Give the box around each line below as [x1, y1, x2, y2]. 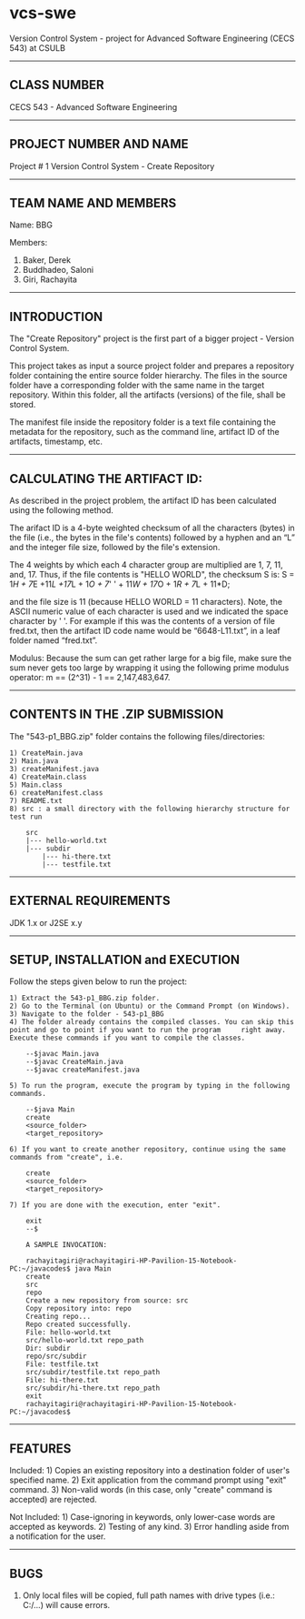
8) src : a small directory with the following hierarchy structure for [9, 804, 290, 813]
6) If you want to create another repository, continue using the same [9, 1145, 286, 1154]
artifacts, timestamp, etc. [9, 436, 103, 447]
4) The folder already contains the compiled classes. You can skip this [9, 1018, 295, 1027]
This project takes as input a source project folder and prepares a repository [9, 360, 295, 371]
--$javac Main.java [25, 1050, 100, 1059]
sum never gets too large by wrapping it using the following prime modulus [9, 662, 290, 673]
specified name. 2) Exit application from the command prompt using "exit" [9, 1474, 288, 1485]
